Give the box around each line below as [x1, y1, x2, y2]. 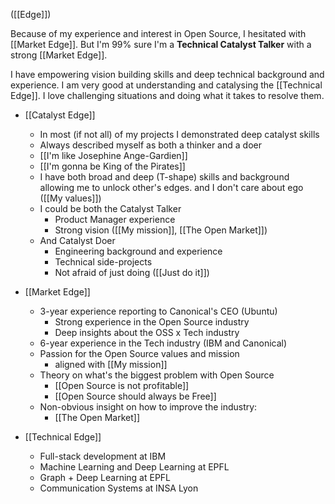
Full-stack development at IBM [39, 450, 167, 462]
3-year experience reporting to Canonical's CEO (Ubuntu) [39, 305, 278, 317]
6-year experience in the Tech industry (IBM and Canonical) [39, 337, 288, 349]
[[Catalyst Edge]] [24, 109, 96, 121]
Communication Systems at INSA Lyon [39, 482, 199, 494]
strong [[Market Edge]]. [10, 49, 108, 61]
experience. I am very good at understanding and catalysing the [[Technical [10, 79, 323, 91]
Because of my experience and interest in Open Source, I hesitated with [10, 28, 307, 39]
